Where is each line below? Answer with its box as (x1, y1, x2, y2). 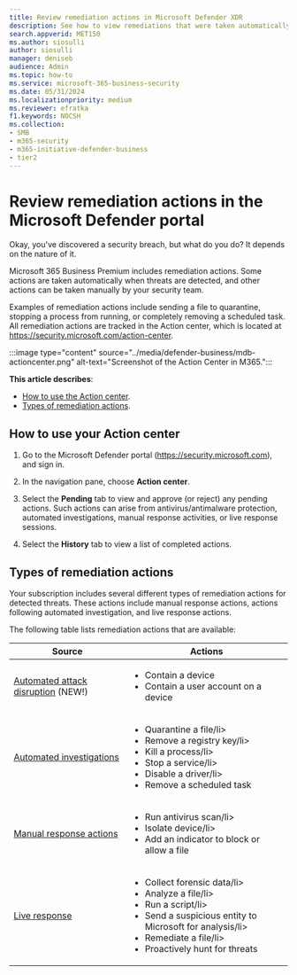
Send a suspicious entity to (144, 909, 258, 922)
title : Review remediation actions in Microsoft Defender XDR (9, 12, 243, 22)
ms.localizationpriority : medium (9, 95, 133, 105)
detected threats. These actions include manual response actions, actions (9, 597, 278, 608)
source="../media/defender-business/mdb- (98, 347, 256, 358)
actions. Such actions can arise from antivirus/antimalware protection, (21, 503, 278, 514)
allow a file (144, 844, 190, 856)
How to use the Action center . (21, 391, 131, 402)
